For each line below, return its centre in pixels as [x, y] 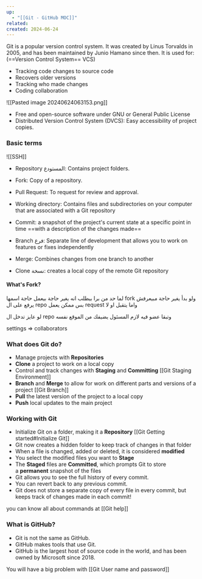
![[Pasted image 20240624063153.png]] [57, 103]
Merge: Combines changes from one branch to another [84, 259]
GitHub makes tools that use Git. [55, 544]
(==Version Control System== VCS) [51, 59]
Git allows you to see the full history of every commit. [82, 478]
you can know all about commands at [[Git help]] [68, 509]
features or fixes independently [54, 247]
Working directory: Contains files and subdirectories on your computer [104, 204]
